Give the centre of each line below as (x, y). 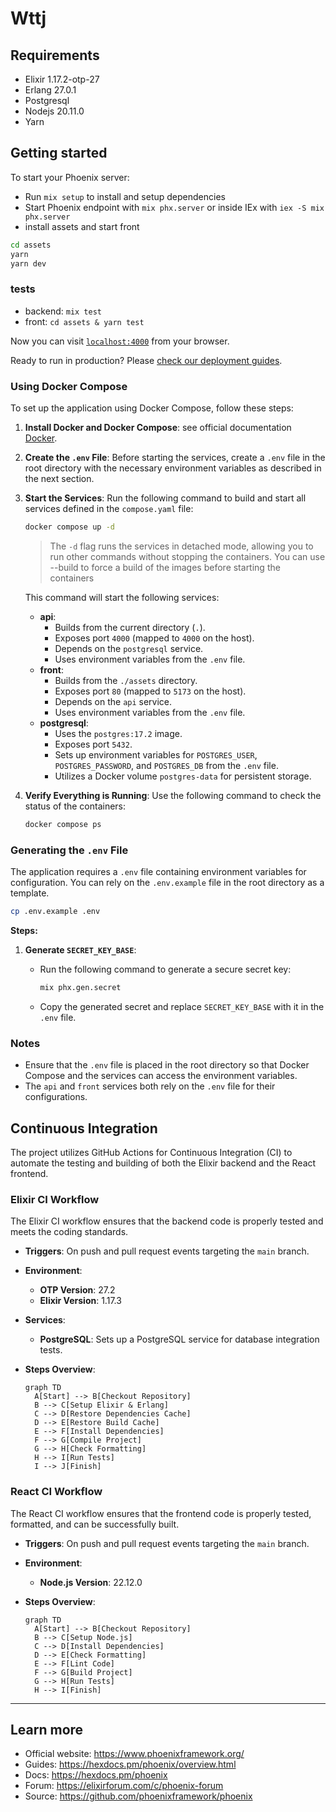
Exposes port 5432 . (93, 744)
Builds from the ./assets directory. (126, 680)
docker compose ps (63, 824)
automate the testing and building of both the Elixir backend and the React (163, 1163)
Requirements (55, 55)
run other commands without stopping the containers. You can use (187, 556)
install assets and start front (82, 226)
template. (30, 893)
